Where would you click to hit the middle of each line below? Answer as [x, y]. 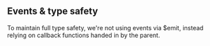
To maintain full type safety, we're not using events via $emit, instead [105, 27]
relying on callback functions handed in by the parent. [84, 35]
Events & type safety [53, 11]
